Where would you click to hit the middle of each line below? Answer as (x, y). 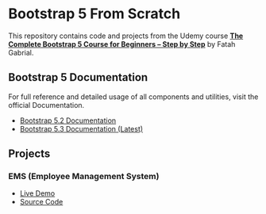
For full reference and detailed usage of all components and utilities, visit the (133, 97)
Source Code (41, 202)
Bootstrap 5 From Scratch (94, 14)
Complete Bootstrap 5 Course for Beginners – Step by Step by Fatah (122, 44)
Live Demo (37, 193)
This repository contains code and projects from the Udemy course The (126, 36)
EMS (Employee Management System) (84, 177)
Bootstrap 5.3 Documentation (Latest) (81, 128)
